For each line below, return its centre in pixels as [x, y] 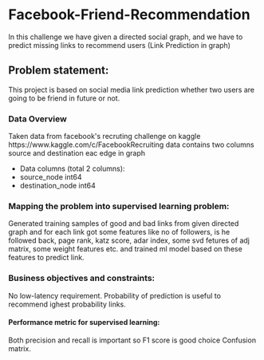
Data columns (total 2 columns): [72, 168]
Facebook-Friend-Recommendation [129, 15]
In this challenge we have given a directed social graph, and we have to [126, 37]
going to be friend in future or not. [64, 98]
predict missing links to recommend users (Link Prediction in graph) [120, 45]
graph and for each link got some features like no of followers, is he [119, 232]
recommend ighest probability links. [67, 304]
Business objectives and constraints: [82, 279]
